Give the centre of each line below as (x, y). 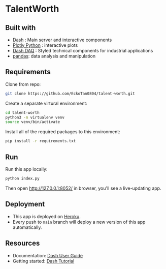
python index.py (22, 178)
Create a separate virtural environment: (46, 103)
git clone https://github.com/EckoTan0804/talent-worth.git (70, 94)
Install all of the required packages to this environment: (63, 132)
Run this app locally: (26, 169)
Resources (23, 243)
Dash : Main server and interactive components (62, 40)
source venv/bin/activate (32, 122)
